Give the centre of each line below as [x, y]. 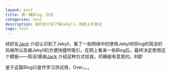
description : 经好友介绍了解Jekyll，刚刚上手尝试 [54, 24]
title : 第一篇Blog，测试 [29, 15]
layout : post [19, 10]
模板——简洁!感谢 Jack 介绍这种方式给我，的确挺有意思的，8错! [76, 57]
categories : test [24, 19]
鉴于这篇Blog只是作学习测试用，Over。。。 [49, 67]
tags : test [17, 29]
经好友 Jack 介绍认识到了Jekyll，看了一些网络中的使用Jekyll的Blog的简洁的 [84, 44]
